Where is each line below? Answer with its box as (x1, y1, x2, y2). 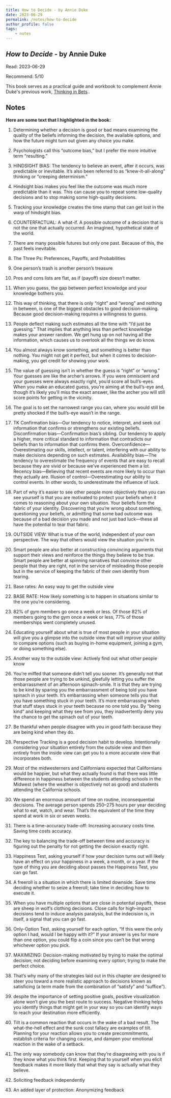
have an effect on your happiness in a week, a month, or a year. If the (13, 858, 159, 864)
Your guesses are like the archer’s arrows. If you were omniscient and (13, 372, 160, 379)
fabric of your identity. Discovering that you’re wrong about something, (13, 505, 162, 511)
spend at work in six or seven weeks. (13, 813, 91, 819)
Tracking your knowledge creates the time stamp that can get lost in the (13, 204, 164, 210)
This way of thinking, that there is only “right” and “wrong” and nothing (13, 300, 162, 306)
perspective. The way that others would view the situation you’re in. (13, 536, 156, 542)
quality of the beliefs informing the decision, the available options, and (13, 132, 161, 138)
